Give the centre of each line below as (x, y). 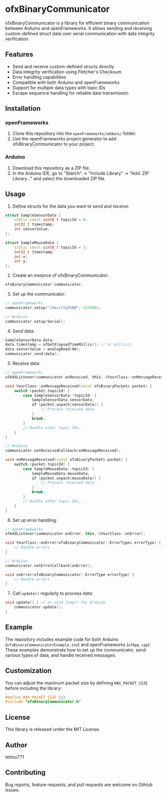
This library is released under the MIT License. (53, 729)
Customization (29, 671)
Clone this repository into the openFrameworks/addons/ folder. (74, 133)
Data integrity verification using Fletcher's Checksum (67, 72)
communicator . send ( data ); (32, 354)
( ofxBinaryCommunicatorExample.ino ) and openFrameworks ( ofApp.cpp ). (78, 644)
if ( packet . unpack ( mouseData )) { (66, 478)
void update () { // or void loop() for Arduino (55, 603)
